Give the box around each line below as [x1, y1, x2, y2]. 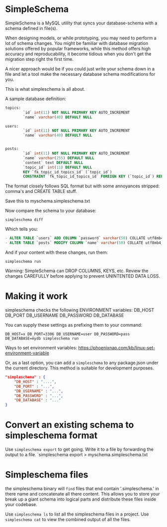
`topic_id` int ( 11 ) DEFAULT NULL [23, 165, 92, 170]
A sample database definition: [5, 96, 66, 102]
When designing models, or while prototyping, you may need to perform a [5, 35, 157, 41]
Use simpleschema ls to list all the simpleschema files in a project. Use [5, 511, 149, 517]
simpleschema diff [5, 217, 43, 222]
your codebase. [5, 502, 37, 507]
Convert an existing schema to [5, 419, 134, 431]
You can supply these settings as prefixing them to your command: [5, 322, 143, 328]
